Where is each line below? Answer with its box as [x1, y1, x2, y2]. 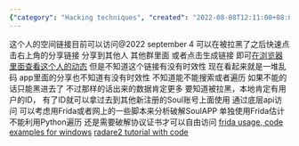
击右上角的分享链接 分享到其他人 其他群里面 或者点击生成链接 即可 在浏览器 [9, 50, 283, 61]
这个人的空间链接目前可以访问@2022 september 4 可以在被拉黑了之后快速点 [9, 38, 290, 49]
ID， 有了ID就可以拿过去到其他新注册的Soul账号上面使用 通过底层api [24, 94, 275, 105]
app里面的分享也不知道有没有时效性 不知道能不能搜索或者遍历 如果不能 [19, 72, 279, 83]
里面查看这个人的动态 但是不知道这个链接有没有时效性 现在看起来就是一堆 [9, 61, 279, 71]
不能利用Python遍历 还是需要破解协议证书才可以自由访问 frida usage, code [9, 117, 284, 127]
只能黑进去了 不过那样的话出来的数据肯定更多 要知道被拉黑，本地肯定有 [16, 83, 279, 93]
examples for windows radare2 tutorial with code [9, 126, 189, 137]
